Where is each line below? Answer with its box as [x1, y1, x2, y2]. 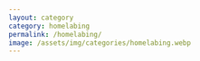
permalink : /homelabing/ [8, 30, 102, 39]
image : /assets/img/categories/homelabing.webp [8, 38, 192, 48]
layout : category [8, 13, 74, 22]
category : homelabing [8, 22, 90, 30]
